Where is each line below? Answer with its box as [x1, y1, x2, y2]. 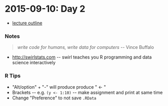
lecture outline [12, 20, 43, 26]
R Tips [5, 72, 21, 79]
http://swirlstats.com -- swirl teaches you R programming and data [12, 54, 152, 60]
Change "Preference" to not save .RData [12, 95, 97, 101]
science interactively [12, 60, 56, 66]
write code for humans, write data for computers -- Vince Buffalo [17, 44, 154, 50]
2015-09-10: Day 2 [5, 3, 86, 15]
